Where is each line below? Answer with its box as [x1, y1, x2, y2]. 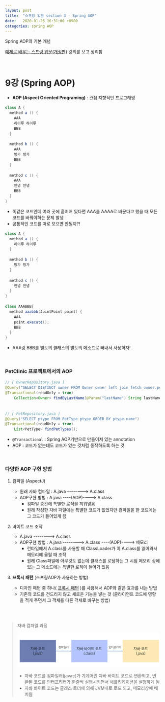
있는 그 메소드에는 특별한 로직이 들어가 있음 [27, 564, 110, 570]
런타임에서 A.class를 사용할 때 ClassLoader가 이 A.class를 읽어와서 [27, 545, 158, 551]
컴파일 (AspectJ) [12, 478, 46, 483]
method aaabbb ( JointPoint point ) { [9, 309, 82, 314]
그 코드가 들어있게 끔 [27, 513, 67, 519]
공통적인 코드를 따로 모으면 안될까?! [12, 221, 80, 226]
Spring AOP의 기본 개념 [5, 38, 51, 44]
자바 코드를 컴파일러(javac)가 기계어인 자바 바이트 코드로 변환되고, [24, 672, 151, 678]
